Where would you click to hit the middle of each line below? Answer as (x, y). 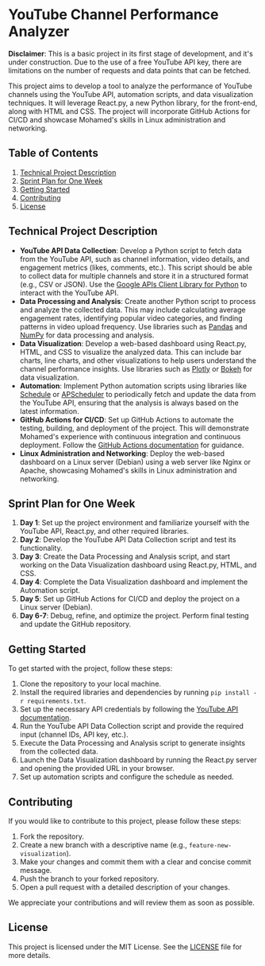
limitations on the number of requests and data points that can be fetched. (130, 70)
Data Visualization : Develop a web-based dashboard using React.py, (133, 343)
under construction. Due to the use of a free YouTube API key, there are (125, 62)
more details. (30, 955)
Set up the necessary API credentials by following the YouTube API (129, 709)
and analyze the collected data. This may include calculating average (132, 310)
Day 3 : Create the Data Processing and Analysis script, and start (125, 557)
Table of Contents (54, 153)
